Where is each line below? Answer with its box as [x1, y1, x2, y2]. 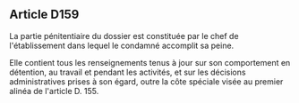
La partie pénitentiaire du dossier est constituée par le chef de [9, 30, 239, 41]
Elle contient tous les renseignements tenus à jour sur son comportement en [9, 57, 291, 67]
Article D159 [9, 7, 80, 22]
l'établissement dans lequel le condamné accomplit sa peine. [9, 40, 235, 51]
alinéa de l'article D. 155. [9, 85, 99, 96]
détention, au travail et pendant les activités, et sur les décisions [9, 67, 246, 77]
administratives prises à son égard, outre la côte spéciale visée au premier [9, 75, 284, 87]
